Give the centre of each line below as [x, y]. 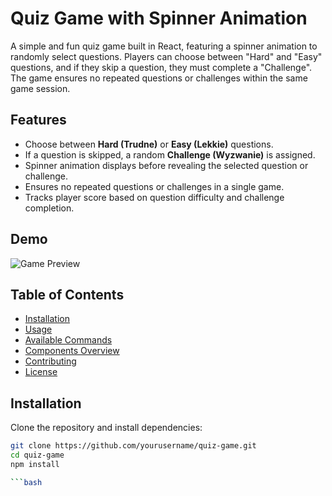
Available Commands [68, 340]
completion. [49, 208]
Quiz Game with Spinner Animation [159, 18]
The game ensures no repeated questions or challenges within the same [159, 78]
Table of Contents [67, 294]
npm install [35, 464]
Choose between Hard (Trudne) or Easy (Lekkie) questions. [149, 144]
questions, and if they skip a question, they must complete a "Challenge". [161, 67]
